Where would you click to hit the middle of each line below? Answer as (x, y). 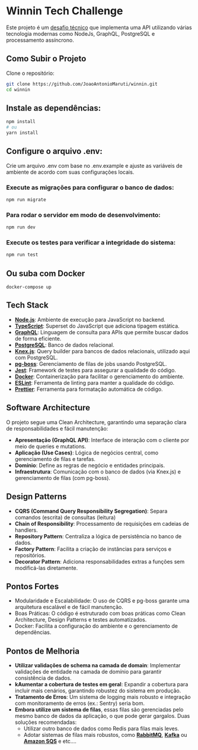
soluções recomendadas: (46, 722)
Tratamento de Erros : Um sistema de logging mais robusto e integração (103, 697)
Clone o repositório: (30, 73)
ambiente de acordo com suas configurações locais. (70, 172)
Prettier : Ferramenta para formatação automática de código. (89, 389)
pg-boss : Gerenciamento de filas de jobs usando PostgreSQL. (91, 363)
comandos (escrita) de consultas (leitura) (65, 517)
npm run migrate (26, 200)
